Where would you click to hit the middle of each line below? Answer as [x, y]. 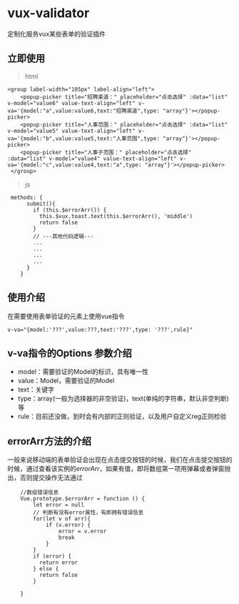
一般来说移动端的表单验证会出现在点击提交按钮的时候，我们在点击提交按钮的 [120, 460]
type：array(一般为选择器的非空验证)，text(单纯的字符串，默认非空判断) [123, 399]
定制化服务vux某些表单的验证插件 [56, 34]
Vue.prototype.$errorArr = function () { [82, 499]
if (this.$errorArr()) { [70, 210]
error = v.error [82, 531]
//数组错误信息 [40, 492]
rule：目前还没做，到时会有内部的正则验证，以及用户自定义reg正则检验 [122, 417]
